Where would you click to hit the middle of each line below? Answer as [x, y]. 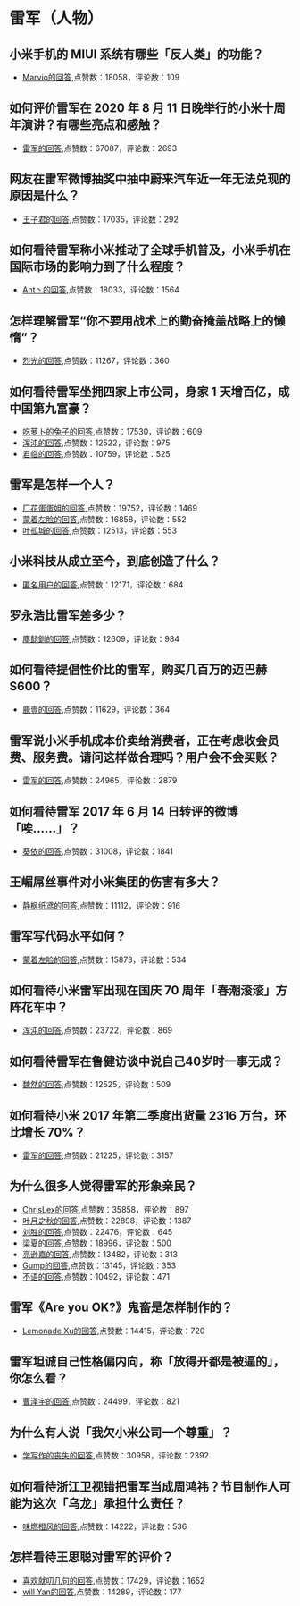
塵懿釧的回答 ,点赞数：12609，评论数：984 [101, 638]
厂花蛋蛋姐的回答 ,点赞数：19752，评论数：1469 [110, 508]
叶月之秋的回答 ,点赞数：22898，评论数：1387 [107, 1221]
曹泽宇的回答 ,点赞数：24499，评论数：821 [101, 1401]
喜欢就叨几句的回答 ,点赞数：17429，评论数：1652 [113, 1580]
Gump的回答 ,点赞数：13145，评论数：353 [99, 1265]
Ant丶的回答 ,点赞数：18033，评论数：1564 [101, 290]
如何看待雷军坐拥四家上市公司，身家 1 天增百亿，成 [150, 391]
